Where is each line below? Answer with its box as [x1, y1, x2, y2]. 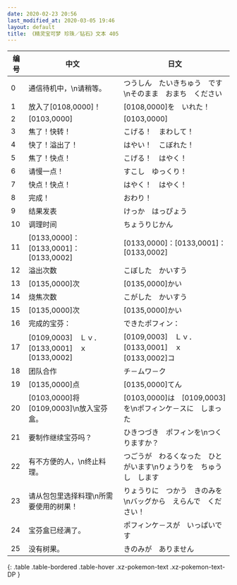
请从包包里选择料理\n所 [28, 491, 107, 501]
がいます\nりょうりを [123, 462, 194, 472]
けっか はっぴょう [123, 207, 188, 216]
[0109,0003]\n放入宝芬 [28, 404, 108, 414]
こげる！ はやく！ [123, 154, 188, 163]
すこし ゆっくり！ [123, 167, 188, 177]
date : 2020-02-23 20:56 [7, 10, 78, 18]
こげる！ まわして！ [123, 127, 195, 137]
